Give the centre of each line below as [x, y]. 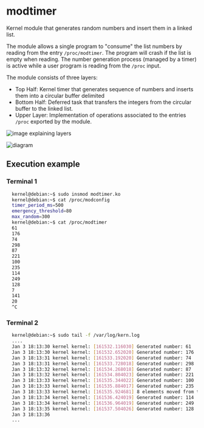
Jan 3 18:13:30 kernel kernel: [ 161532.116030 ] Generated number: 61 [101, 347]
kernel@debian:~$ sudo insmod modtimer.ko [66, 194]
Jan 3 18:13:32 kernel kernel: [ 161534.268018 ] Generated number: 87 [101, 369]
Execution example [43, 164]
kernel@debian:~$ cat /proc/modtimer [59, 223]
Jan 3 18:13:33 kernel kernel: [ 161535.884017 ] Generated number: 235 [103, 386]
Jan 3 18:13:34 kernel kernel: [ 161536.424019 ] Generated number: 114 [103, 397]
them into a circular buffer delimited [60, 95]
